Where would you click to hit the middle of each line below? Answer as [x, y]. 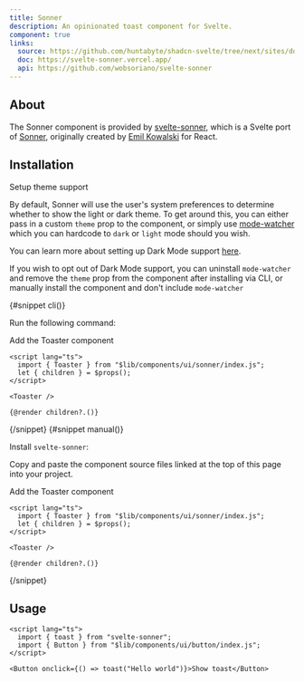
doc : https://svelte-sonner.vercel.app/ [95, 60]
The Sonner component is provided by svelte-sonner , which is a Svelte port [150, 127]
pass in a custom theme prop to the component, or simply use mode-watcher [152, 224]
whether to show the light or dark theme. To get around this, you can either [149, 214]
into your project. [42, 474]
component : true [40, 34]
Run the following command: [62, 322]
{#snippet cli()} [38, 305]
